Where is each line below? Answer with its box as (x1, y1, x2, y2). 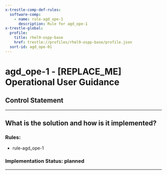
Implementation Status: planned (5, 158, 84, 165)
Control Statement (5, 96, 64, 105)
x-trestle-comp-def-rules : (5, 7, 61, 12)
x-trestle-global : (5, 26, 43, 31)
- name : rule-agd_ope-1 (14, 16, 64, 21)
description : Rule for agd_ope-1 (18, 21, 88, 26)
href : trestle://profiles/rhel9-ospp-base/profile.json (14, 40, 133, 45)
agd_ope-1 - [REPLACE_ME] (5, 66, 122, 77)
